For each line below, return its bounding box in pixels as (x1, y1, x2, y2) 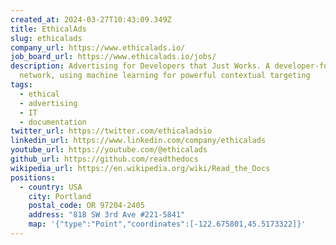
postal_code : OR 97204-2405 (28, 201, 145, 211)
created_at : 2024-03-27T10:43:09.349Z (10, 14, 172, 25)
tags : (10, 80, 33, 90)
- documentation (19, 117, 87, 127)
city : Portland (28, 191, 92, 201)
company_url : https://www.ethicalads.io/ (10, 42, 186, 53)
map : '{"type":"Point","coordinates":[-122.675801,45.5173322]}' (28, 219, 307, 230)
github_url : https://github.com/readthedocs (10, 154, 199, 164)
